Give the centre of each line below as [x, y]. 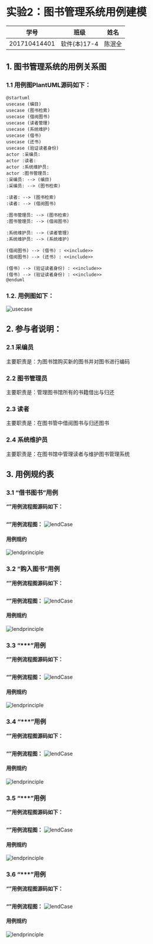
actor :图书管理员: [28, 173]
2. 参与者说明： [34, 329]
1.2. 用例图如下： [30, 295]
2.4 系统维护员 [27, 440]
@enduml [16, 280]
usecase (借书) [24, 136]
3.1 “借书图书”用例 [32, 492]
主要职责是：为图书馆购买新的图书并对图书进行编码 [68, 361]
